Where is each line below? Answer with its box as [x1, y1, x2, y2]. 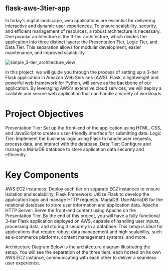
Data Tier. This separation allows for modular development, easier [5, 44, 141, 50]
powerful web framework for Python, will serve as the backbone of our [5, 80, 151, 86]
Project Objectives [5, 108, 84, 119]
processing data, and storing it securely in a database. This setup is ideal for [5, 223, 163, 229]
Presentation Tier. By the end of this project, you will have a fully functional [5, 213, 160, 219]
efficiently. [5, 151, 27, 158]
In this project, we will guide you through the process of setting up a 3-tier [5, 69, 159, 75]
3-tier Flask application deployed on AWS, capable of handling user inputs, [5, 218, 160, 224]
